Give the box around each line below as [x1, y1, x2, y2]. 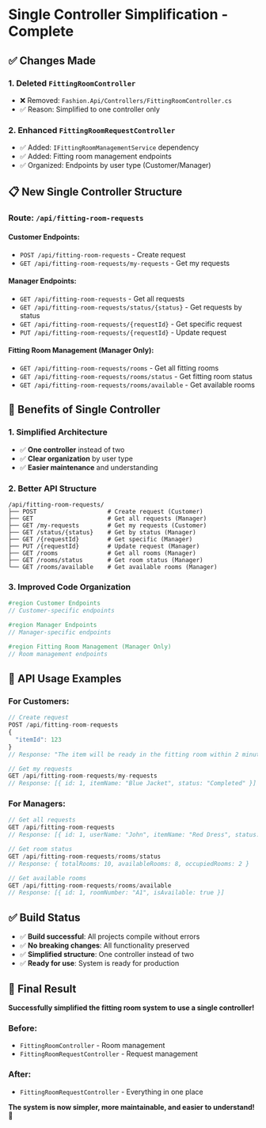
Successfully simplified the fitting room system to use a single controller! [8, 1003, 255, 1012]
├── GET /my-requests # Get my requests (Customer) [8, 522, 207, 530]
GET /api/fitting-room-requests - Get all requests [19, 294, 185, 303]
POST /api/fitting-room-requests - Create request [19, 249, 186, 259]
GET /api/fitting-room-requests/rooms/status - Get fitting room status [19, 372, 253, 382]
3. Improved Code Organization [8, 582, 131, 592]
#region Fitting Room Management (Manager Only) [8, 643, 172, 651]
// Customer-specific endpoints [8, 607, 115, 615]
